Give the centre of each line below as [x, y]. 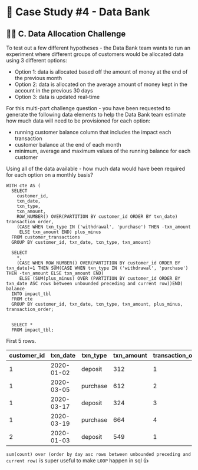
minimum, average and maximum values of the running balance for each [103, 151]
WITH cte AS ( [24, 186]
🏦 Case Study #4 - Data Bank [78, 12]
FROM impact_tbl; [33, 330]
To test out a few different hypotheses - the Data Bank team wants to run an [98, 48]
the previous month [38, 78]
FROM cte [22, 299]
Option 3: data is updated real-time [57, 97]
